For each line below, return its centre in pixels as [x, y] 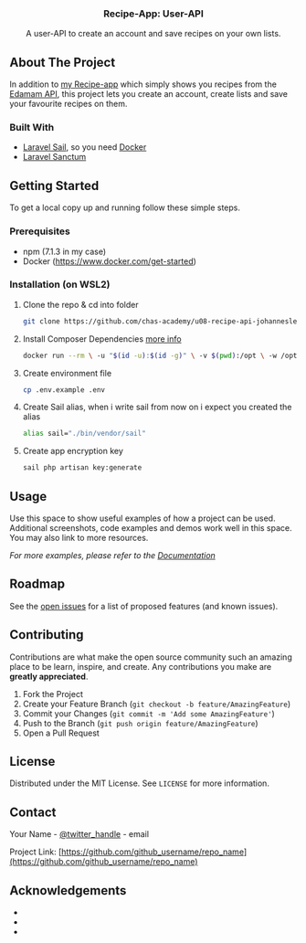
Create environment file [67, 373]
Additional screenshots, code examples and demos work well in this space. [151, 528]
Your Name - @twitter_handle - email [79, 834]
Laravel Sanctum [54, 157]
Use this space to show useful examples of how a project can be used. [142, 518]
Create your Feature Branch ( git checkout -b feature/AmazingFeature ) [157, 704]
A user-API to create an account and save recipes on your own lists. [153, 34]
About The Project [63, 62]
